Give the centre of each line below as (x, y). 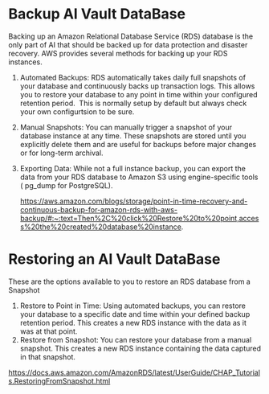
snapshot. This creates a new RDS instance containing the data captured (141, 348)
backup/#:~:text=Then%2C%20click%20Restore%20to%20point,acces (139, 218)
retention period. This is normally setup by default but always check (133, 103)
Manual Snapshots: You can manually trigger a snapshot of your (126, 127)
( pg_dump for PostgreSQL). (67, 185)
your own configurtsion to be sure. (77, 111)
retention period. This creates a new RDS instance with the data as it (133, 322)
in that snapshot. (48, 357)
